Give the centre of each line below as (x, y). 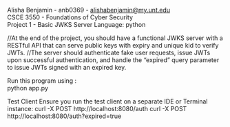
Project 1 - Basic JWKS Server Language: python (76, 25)
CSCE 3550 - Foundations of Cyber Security (70, 17)
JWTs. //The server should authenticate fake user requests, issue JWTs (109, 52)
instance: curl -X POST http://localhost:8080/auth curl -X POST (97, 109)
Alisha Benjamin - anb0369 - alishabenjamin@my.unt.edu (89, 10)
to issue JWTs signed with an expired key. (67, 67)
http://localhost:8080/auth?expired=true (64, 116)
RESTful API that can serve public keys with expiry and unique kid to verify (113, 45)
